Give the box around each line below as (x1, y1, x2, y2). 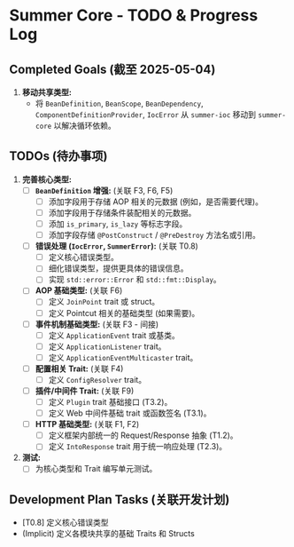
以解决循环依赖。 (53, 121, 117, 131)
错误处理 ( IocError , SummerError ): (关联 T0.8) (35, 241, 199, 251)
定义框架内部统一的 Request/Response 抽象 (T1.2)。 (48, 430, 238, 440)
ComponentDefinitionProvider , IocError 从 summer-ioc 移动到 (35, 109, 257, 120)
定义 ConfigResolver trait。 (48, 374, 147, 384)
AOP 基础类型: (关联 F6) (35, 285, 123, 296)
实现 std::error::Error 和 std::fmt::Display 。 (48, 274, 221, 285)
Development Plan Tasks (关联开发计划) (9, 492, 230, 507)
